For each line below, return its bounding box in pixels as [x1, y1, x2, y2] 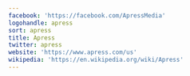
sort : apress [8, 26, 52, 34]
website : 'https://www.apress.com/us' [8, 48, 137, 56]
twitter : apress [8, 41, 62, 49]
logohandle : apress [8, 19, 73, 27]
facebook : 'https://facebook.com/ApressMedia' [8, 11, 166, 20]
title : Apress [8, 33, 56, 42]
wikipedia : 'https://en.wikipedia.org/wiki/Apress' [8, 56, 184, 64]
